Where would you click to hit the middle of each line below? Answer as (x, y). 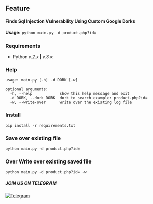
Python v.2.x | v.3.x (33, 56)
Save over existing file (33, 138)
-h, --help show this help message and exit (70, 94)
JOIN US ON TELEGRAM (31, 183)
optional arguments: (27, 89)
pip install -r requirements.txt (40, 126)
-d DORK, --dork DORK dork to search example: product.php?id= (79, 98)
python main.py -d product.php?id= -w (46, 172)
